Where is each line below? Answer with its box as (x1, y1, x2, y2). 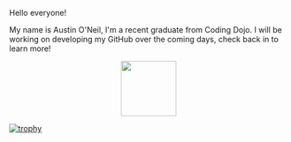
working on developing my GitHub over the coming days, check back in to (9, 34, 279, 44)
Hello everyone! (9, 8, 67, 18)
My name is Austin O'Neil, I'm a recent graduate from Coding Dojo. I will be (9, 25, 283, 34)
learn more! (9, 43, 51, 54)
